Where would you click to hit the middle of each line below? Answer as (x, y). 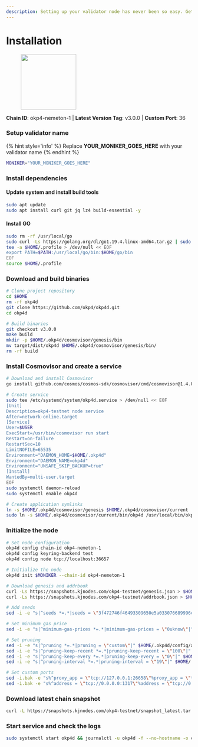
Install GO (19, 224)
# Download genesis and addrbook (47, 586)
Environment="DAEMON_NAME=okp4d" (47, 461)
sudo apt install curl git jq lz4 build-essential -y (74, 210)
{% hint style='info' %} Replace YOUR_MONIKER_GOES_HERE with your (94, 146)
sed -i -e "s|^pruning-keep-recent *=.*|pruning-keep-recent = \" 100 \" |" (99, 651)
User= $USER (19, 428)
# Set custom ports (30, 673)
